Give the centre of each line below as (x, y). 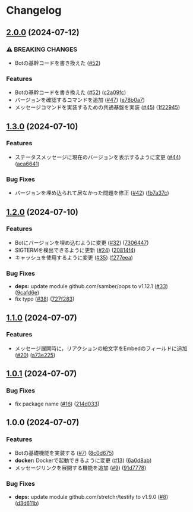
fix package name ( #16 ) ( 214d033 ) (57, 404)
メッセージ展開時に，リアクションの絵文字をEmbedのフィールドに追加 (101, 348)
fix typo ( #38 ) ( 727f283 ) (45, 299)
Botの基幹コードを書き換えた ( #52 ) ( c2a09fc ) (70, 92)
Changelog (34, 10)
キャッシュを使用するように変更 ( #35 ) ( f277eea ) (74, 257)
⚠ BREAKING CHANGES (42, 49)
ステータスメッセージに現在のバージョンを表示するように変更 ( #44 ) (98, 157)
